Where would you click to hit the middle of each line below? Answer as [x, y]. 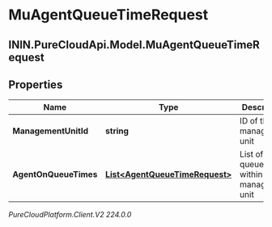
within [251, 174]
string [117, 131]
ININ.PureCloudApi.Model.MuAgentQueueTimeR [134, 45]
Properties [36, 84]
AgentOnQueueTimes [55, 174]
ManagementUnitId [51, 131]
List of [252, 154]
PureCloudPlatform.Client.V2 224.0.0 [70, 215]
